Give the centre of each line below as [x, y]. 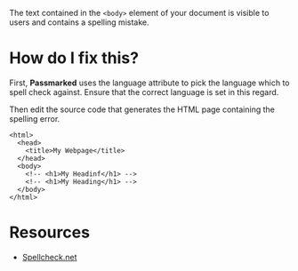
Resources [50, 232]
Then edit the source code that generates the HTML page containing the [142, 109]
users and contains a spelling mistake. [79, 22]
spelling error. [35, 118]
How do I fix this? [74, 58]
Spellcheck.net [49, 257]
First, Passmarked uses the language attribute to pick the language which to [150, 83]
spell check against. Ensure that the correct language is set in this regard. [144, 92]
